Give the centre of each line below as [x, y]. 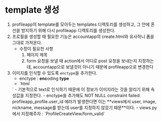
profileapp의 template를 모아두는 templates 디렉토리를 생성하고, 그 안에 [81, 24]
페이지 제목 [37, 54]
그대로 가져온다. [27, 42]
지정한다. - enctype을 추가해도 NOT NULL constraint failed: [83, 95]
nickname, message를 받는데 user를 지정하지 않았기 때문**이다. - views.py [84, 107]
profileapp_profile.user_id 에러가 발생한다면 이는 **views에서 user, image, [84, 101]
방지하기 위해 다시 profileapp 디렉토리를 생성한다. [68, 30]
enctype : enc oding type [44, 78]
